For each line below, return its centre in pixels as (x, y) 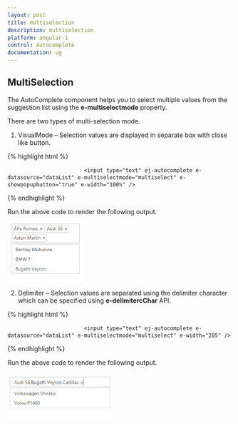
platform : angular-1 (38, 38)
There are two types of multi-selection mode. (74, 121)
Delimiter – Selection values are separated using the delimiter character (123, 293)
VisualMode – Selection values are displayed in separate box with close (123, 135)
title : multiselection (41, 22)
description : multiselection (51, 30)
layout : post (27, 15)
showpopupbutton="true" (43, 185)
